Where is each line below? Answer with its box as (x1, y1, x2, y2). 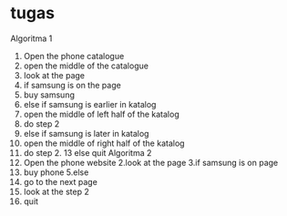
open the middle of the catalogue (23, 60, 149, 71)
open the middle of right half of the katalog (23, 138, 185, 149)
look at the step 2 (23, 186, 89, 197)
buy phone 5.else (23, 167, 89, 178)
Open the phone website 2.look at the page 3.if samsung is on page (23, 157, 279, 168)
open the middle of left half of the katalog (23, 108, 180, 119)
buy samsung (23, 89, 76, 100)
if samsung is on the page (23, 79, 121, 90)
